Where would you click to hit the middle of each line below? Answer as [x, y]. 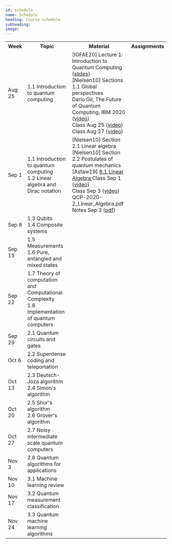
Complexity [41, 299]
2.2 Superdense [47, 354]
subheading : [18, 24]
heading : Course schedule [33, 19]
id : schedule [19, 10]
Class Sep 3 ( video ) [96, 191]
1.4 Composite [45, 225]
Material [99, 47]
